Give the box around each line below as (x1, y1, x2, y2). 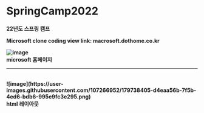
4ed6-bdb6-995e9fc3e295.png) (6, 92, 91, 100)
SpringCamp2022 (6, 4, 99, 18)
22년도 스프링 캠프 (6, 25, 50, 32)
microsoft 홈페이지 (6, 56, 53, 63)
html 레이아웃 (6, 100, 39, 107)
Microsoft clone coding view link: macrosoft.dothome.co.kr (6, 37, 160, 44)
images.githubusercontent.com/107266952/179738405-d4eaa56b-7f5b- (6, 86, 197, 94)
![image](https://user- (6, 80, 64, 87)
